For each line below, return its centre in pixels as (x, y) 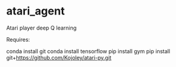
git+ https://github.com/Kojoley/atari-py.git (59, 57)
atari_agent (36, 11)
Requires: (18, 39)
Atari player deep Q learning (42, 28)
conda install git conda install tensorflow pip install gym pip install (88, 51)
